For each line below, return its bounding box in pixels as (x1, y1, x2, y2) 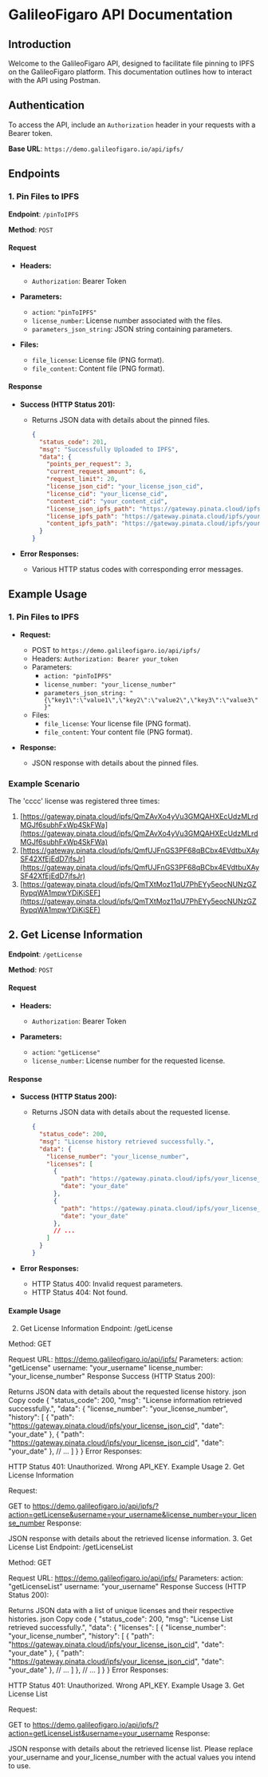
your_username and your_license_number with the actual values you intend (8, 1752, 256, 1763)
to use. (8, 1761, 31, 1771)
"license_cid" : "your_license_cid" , (46, 490, 168, 498)
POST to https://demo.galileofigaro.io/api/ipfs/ (31, 645, 201, 654)
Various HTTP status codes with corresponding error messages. (31, 565, 243, 574)
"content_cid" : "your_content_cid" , (46, 497, 168, 505)
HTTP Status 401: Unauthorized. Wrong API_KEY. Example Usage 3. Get (8, 1680, 245, 1691)
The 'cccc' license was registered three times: (8, 797, 160, 806)
